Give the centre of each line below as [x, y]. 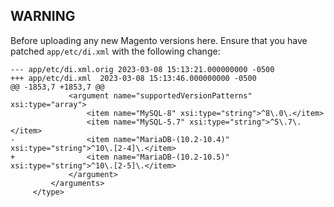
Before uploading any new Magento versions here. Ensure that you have [159, 40]
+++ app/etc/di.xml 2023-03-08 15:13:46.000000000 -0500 [133, 78]
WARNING [43, 16]
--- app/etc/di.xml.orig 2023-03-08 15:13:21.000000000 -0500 [142, 69]
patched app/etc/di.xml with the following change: [115, 51]
